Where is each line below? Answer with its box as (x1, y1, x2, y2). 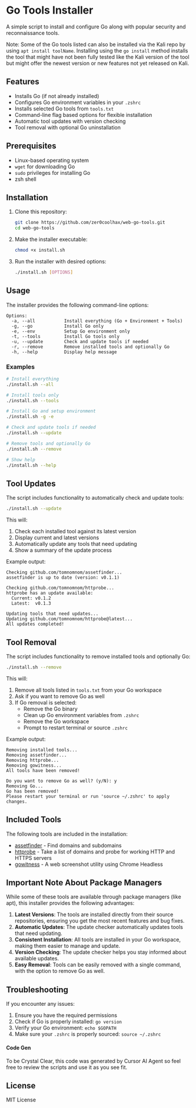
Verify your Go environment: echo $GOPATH (14, 1024, 117, 1031)
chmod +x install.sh (14, 247, 65, 253)
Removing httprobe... (6, 757, 59, 763)
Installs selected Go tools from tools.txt (14, 105, 114, 112)
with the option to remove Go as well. (14, 967, 105, 975)
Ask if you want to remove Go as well (14, 692, 105, 700)
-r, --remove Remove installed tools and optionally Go (11, 344, 170, 350)
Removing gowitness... (6, 762, 62, 768)
